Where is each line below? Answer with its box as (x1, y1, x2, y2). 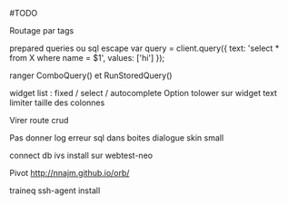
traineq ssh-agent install (9, 185, 101, 196)
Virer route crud (9, 115, 69, 125)
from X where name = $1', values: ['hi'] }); (9, 53, 165, 63)
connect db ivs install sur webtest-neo (9, 150, 153, 161)
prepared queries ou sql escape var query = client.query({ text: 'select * (9, 43, 280, 54)
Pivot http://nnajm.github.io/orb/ (9, 168, 130, 178)
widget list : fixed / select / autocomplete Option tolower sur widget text (9, 88, 277, 98)
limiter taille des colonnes (9, 97, 105, 108)
